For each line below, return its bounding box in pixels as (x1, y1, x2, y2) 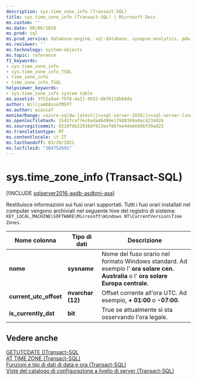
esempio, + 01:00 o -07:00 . (101, 296, 180, 304)
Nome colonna (14, 236, 57, 244)
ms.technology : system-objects (6, 47, 83, 53)
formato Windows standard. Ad (101, 257, 188, 265)
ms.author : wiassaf (6, 107, 54, 113)
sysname (67, 265, 94, 273)
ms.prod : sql (6, 31, 38, 36)
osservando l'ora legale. (101, 313, 168, 321)
